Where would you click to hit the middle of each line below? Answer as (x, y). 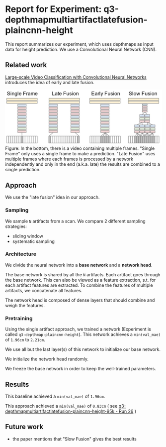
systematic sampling (33, 241)
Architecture (21, 254)
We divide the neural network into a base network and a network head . (79, 265)
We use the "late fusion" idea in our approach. (52, 197)
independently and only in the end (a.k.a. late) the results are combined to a (83, 164)
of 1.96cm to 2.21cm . (25, 340)
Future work (24, 427)
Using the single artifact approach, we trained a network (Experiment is (78, 329)
